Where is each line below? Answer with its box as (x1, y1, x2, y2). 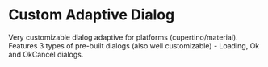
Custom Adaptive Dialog (8, 6, 175, 24)
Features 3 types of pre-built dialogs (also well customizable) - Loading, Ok (8, 40, 260, 50)
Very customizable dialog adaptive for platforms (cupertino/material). (8, 32, 238, 42)
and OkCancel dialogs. (8, 49, 84, 59)
